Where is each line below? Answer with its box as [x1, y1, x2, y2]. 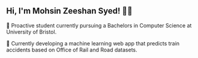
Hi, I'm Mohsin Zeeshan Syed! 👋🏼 [6, 6, 133, 16]
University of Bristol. [6, 28, 57, 35]
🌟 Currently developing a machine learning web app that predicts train [6, 39, 180, 47]
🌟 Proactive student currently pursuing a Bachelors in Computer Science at [6, 22, 192, 29]
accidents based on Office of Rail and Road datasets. [6, 46, 138, 53]
